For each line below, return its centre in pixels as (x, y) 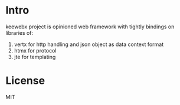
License (25, 81)
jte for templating (35, 57)
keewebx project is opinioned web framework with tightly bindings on (90, 27)
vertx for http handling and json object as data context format (89, 44)
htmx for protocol (35, 50)
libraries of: (19, 32)
